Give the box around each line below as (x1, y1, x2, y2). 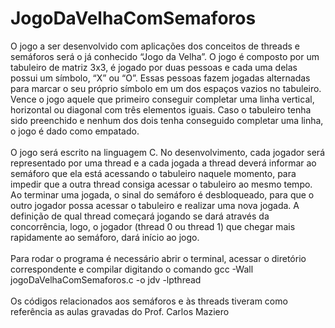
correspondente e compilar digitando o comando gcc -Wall (10, 263, 254, 275)
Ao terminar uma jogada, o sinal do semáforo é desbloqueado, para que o (10, 188, 315, 201)
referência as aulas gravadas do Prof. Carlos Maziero (10, 305, 230, 317)
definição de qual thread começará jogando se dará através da (10, 210, 270, 222)
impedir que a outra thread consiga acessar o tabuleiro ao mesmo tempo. (10, 178, 313, 190)
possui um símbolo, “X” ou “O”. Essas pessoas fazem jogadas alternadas (10, 72, 311, 84)
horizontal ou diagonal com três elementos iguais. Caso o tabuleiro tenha (10, 103, 312, 116)
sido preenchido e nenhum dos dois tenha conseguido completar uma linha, (10, 114, 324, 126)
